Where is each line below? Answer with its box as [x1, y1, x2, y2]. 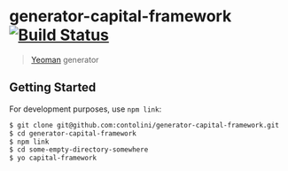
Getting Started [9, 80, 97, 95]
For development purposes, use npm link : [9, 104, 162, 114]
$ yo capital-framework [9, 153, 97, 163]
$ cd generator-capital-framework [9, 128, 137, 138]
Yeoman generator [30, 54, 99, 65]
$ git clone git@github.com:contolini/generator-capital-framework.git [9, 120, 279, 129]
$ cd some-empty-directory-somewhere [9, 145, 149, 154]
